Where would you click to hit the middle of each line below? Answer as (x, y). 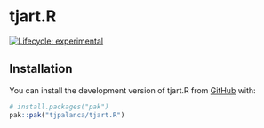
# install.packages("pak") (59, 107)
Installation (41, 69)
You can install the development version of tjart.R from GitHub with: (132, 90)
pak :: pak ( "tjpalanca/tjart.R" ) (67, 115)
